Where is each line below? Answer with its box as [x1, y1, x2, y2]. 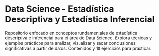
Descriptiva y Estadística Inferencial [5, 14, 155, 25]
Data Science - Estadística [5, 3, 114, 15]
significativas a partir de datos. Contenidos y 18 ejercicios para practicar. [5, 45, 152, 51]
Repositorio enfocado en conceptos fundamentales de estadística [5, 30, 138, 36]
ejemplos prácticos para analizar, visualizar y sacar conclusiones [5, 40, 136, 46]
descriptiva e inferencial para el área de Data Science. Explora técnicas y [5, 35, 152, 41]
